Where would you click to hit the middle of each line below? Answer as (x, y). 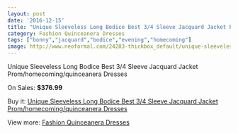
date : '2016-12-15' (36, 20)
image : (17, 46)
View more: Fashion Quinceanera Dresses (68, 122)
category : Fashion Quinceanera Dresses (66, 33)
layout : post (27, 14)
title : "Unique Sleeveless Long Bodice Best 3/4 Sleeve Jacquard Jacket (117, 27)
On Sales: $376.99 (35, 88)
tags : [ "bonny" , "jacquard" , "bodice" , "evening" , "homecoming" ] (100, 40)
